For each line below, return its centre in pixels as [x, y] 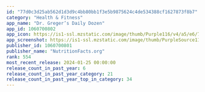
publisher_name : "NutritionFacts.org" [56, 51]
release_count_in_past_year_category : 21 [60, 74]
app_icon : [19, 34]
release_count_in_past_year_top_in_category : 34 [69, 79]
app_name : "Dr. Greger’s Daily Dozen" [56, 23]
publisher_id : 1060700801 [39, 46]
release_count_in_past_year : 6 [46, 68]
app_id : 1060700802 [31, 29]
